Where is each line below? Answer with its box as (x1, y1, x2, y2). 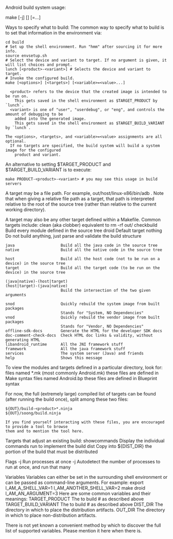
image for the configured (5, 148, 61, 153)
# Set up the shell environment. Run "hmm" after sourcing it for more (5, 44, 162, 49)
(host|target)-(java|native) (5, 283, 68, 289)
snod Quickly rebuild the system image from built (5, 301, 160, 307)
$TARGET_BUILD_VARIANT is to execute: (5, 167, 92, 173)
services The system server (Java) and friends (5, 351, 144, 356)
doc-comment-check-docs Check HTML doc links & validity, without (5, 333, 153, 338)
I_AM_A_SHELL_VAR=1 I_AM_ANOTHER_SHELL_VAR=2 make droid (5, 485, 146, 491)
